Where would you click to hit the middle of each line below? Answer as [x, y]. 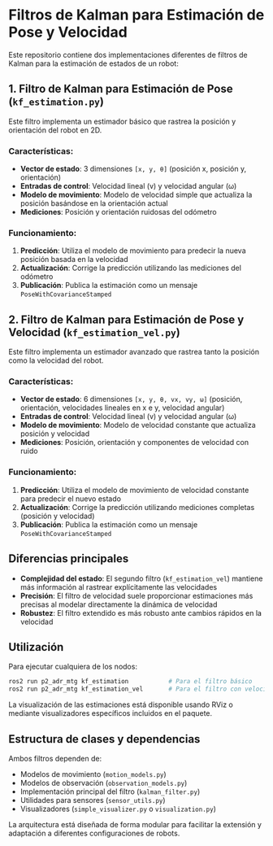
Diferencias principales [69, 559]
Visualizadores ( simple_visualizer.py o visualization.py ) [118, 809]
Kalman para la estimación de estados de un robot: [93, 63]
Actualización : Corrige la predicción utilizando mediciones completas [137, 507]
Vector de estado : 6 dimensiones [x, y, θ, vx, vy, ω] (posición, [131, 399]
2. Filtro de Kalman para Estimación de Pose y [126, 319]
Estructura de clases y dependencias [104, 739]
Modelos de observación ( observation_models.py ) [104, 783]
